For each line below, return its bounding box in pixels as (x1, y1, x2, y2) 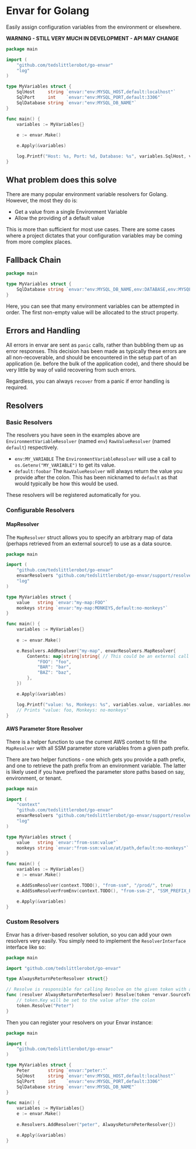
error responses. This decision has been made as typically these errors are (6, 347, 187, 355)
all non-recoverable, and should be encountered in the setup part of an (6, 354, 177, 361)
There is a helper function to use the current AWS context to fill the (6, 738, 167, 745)
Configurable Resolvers (6, 506, 75, 515)
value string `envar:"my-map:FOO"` (16, 599, 108, 605)
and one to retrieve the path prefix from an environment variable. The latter (6, 762, 187, 769)
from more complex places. (6, 238, 72, 245)
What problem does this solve (6, 175, 117, 185)
